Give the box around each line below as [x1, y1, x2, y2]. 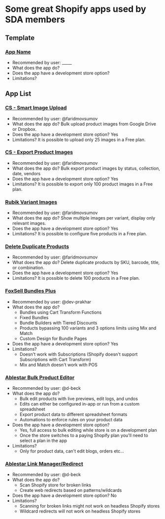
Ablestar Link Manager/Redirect [5, 460, 83, 467]
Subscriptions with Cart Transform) [19, 356, 91, 362]
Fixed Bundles [19, 314, 49, 320]
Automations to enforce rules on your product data [19, 417, 123, 423]
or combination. [12, 265, 44, 271]
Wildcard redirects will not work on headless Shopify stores [19, 508, 141, 514]
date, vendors [12, 170, 41, 176]
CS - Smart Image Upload [5, 105, 67, 111]
